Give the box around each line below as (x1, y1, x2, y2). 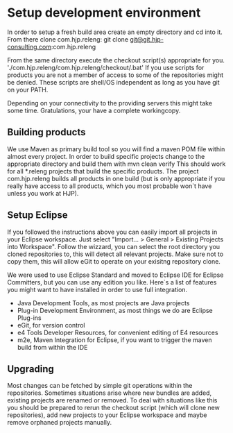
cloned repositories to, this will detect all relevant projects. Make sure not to (7, 250, 224, 258)
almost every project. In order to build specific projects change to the (7, 152, 205, 160)
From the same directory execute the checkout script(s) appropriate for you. (7, 56, 225, 64)
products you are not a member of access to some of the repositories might (7, 71, 224, 79)
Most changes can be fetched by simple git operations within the (7, 382, 193, 390)
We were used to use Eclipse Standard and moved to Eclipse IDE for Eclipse (7, 271, 224, 279)
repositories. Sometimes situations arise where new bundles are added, (7, 389, 212, 397)
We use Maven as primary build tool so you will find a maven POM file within (7, 144, 225, 153)
